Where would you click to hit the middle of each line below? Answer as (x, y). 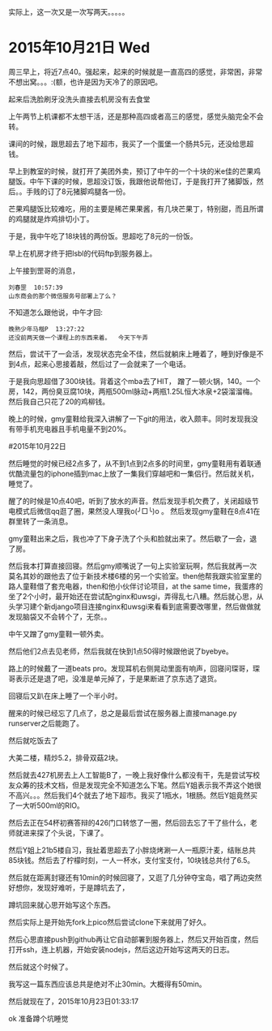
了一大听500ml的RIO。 (47, 805)
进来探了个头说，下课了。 (65, 833)
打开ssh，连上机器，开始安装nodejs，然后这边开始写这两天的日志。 (121, 949)
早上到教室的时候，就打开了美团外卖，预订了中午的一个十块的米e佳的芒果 (131, 171)
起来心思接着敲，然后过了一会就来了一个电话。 (113, 364)
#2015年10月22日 (37, 446)
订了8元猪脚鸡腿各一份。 (89, 191)
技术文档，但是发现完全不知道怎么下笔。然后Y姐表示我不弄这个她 (145, 785)
